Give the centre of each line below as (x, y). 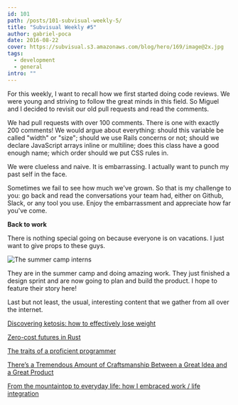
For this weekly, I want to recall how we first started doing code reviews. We (119, 94)
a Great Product (31, 372)
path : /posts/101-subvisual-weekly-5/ (65, 21)
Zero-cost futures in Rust (44, 337)
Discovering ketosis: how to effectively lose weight (82, 323)
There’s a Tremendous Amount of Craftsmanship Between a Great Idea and (117, 364)
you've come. (27, 210)
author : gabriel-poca (39, 34)
